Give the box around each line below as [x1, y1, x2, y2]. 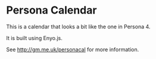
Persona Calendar [6, 4, 97, 17]
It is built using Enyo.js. [6, 34, 63, 41]
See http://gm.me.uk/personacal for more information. [6, 45, 139, 53]
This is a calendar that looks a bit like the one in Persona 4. [6, 23, 151, 30]
